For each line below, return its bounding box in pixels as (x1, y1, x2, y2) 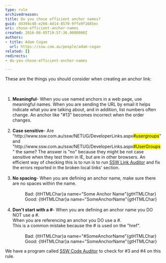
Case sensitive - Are (12, 128, 54, 134)
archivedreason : (5, 12, 39, 17)
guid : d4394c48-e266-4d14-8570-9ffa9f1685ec (5, 21, 99, 26)
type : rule (5, 7, 28, 12)
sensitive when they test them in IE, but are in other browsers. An (12, 154, 146, 160)
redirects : (5, 53, 28, 59)
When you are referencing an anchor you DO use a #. (12, 217, 121, 223)
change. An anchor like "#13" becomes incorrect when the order (12, 112, 144, 118)
